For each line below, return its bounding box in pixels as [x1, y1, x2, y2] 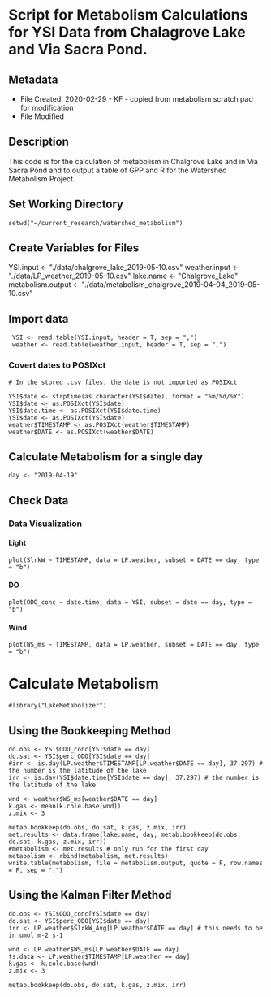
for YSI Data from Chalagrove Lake [8, 23, 246, 41]
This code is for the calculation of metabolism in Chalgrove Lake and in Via [8, 156, 258, 166]
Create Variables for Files [8, 242, 140, 255]
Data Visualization [8, 518, 83, 529]
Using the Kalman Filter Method [8, 888, 172, 902]
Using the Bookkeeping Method [8, 724, 172, 738]
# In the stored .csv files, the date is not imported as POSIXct [8, 378, 238, 386]
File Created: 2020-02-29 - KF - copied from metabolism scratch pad [19, 94, 253, 103]
